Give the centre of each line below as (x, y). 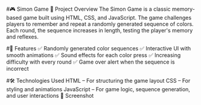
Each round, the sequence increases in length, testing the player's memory (100, 30)
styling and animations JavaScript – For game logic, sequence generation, (98, 89)
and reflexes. (23, 37)
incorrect (18, 69)
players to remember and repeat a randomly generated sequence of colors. (100, 24)
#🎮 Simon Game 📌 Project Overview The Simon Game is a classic (88, 9)
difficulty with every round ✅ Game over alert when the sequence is (91, 62)
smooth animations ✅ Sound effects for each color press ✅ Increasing (94, 55)
